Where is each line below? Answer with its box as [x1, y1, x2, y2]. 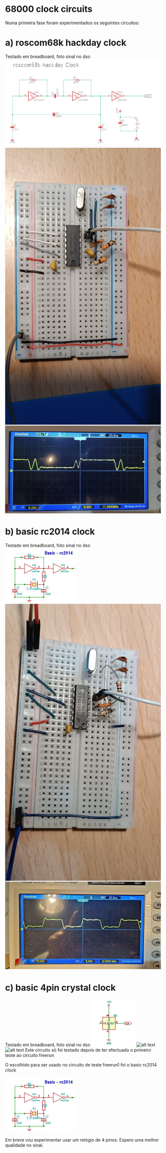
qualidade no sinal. [5, 1142, 43, 1148]
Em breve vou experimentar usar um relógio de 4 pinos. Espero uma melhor [5, 1137, 159, 1143]
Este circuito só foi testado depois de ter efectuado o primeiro [25, 1047, 152, 1053]
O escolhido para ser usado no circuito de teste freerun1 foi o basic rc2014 [5, 1062, 157, 1068]
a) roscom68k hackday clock [5, 37, 127, 48]
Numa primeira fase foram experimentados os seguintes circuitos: [5, 20, 140, 26]
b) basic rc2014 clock [5, 526, 95, 537]
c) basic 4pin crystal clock [5, 982, 116, 993]
